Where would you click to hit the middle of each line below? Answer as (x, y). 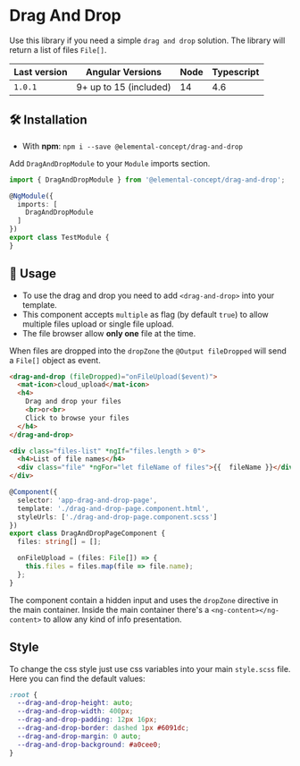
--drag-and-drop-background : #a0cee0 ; (90, 745)
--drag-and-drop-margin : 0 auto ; (79, 736)
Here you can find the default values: (77, 678)
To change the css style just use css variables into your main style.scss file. (150, 668)
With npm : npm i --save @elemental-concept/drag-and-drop (133, 146)
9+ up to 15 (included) (123, 87)
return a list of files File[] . (58, 49)
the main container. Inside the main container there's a (109, 609)
